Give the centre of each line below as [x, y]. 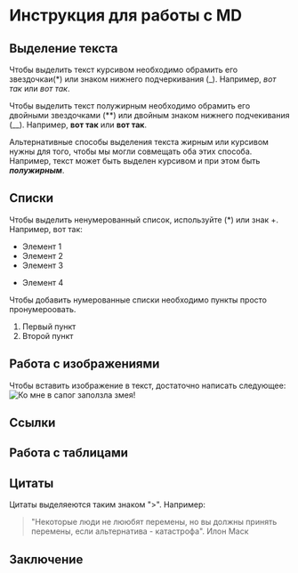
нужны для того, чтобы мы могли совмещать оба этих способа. [131, 151]
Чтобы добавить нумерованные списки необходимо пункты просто [138, 300]
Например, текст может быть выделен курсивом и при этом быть [135, 161]
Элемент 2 [43, 255]
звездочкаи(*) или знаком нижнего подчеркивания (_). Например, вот [143, 79]
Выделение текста [64, 48]
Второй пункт [48, 335]
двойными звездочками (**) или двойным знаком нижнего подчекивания [149, 115]
